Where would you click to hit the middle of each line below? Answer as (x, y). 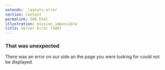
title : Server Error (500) (33, 28)
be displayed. (19, 62)
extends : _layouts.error (31, 10)
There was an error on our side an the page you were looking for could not (82, 57)
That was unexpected (32, 46)
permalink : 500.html (27, 19)
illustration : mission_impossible (42, 24)
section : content (23, 14)
